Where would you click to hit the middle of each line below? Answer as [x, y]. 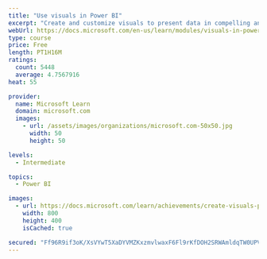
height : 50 [47, 141]
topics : [21, 177]
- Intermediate [41, 162]
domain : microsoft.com [53, 111]
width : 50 [45, 133]
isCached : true [48, 228]
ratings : [23, 60]
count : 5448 [35, 68]
